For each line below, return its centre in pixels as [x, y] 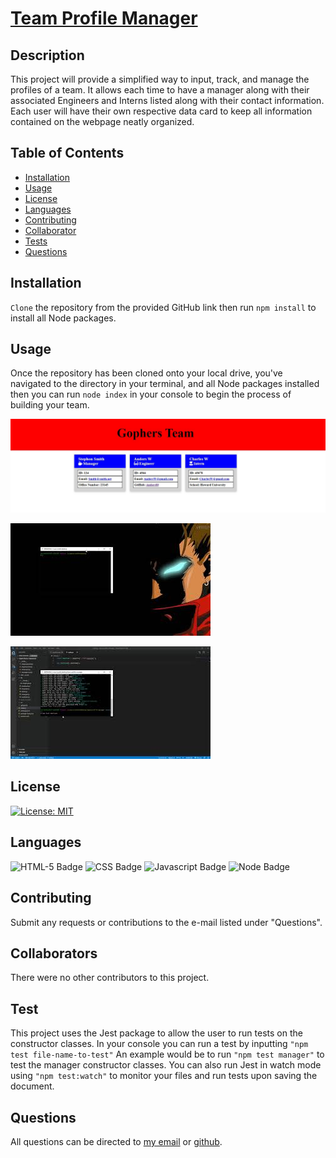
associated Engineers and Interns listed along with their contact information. [167, 100]
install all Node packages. [63, 318]
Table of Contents [67, 153]
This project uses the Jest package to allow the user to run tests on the [156, 1033]
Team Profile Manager [104, 18]
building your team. [50, 405]
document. [32, 1086]
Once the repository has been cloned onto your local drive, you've [146, 373]
